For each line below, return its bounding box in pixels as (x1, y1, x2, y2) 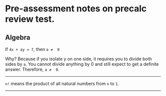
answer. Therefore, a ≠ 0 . (5, 66, 60, 72)
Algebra (5, 33, 31, 42)
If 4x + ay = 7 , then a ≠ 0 (5, 47, 60, 52)
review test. (5, 13, 55, 25)
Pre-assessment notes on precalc (5, 3, 147, 14)
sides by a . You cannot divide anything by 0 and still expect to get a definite (5, 61, 159, 67)
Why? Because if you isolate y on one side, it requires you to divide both (5, 56, 152, 62)
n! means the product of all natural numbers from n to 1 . (5, 81, 120, 87)
